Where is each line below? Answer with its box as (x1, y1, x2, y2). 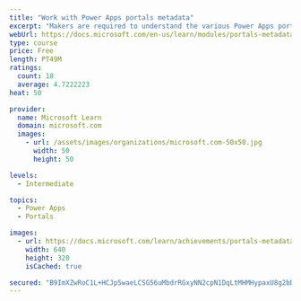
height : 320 (25, 253, 70, 262)
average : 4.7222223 (17, 80, 90, 89)
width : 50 (32, 146, 70, 155)
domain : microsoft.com (17, 121, 102, 130)
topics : (9, 195, 39, 205)
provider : (9, 104, 47, 113)
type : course (9, 38, 58, 48)
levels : (9, 171, 39, 180)
